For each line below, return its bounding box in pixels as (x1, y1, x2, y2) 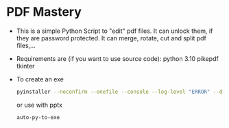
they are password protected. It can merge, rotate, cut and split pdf (16, 34, 207, 42)
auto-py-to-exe (16, 114, 60, 120)
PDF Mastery (6, 4, 82, 20)
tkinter (16, 62, 35, 70)
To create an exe (16, 75, 64, 83)
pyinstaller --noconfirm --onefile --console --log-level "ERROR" (16, 88, 210, 95)
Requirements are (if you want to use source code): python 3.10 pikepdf (16, 54, 219, 62)
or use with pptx (16, 101, 63, 109)
